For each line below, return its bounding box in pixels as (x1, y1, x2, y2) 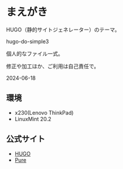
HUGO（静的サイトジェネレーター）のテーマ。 (6, 26, 120, 33)
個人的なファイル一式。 (6, 50, 63, 57)
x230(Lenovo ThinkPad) (14, 109, 74, 116)
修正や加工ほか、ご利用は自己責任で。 (6, 63, 99, 70)
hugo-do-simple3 (6, 38, 49, 45)
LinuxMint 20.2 (14, 115, 51, 122)
